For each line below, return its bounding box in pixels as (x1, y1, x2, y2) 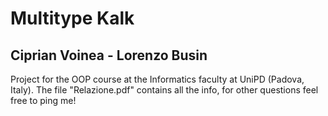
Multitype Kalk (10, 7, 135, 30)
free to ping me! (10, 95, 77, 106)
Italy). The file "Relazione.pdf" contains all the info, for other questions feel (10, 84, 319, 96)
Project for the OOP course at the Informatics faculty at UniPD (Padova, (10, 73, 305, 85)
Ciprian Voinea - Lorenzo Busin (10, 47, 208, 64)
